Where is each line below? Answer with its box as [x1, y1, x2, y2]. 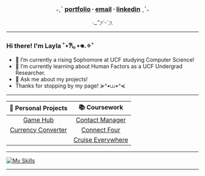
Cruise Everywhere [73, 135, 129, 144]
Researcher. [15, 69, 46, 76]
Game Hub [23, 116, 54, 124]
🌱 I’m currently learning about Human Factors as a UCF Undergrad [15, 62, 183, 70]
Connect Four [81, 125, 121, 134]
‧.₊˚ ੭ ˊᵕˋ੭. [92, 19, 113, 26]
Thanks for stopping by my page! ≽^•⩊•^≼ [15, 82, 126, 89]
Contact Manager [76, 116, 126, 124]
